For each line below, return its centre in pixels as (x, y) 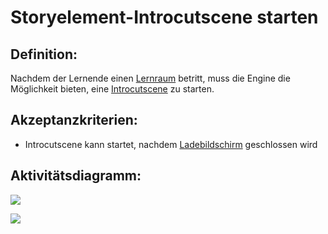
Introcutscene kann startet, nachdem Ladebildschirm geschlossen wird (171, 144)
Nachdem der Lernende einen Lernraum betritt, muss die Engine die (150, 78)
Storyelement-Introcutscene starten (164, 17)
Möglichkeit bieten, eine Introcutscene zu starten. (112, 89)
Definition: (44, 54)
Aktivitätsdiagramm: (76, 176)
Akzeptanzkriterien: (74, 120)
